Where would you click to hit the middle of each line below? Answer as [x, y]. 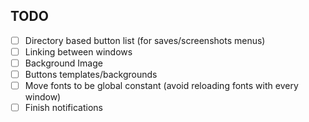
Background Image [63, 63]
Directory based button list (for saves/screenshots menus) [145, 40]
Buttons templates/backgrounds [91, 74]
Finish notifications [63, 108]
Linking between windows [78, 51]
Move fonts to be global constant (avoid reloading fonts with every [161, 86]
